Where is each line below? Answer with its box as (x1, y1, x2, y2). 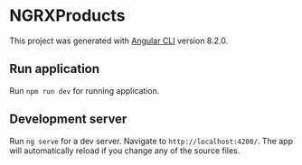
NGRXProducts (9, 5, 126, 26)
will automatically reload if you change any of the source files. (9, 145, 241, 156)
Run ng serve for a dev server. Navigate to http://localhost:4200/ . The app (9, 135, 294, 146)
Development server (9, 112, 127, 127)
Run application (9, 61, 100, 77)
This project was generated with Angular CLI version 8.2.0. (9, 35, 229, 46)
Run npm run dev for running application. (9, 85, 160, 96)
